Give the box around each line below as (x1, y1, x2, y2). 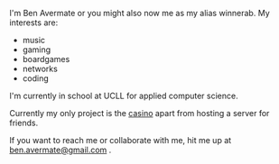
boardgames (22, 54, 70, 64)
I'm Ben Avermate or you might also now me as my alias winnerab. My (9, 8, 270, 18)
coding (22, 73, 50, 84)
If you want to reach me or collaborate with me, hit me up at (9, 135, 232, 145)
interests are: (9, 17, 59, 28)
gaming (22, 44, 51, 55)
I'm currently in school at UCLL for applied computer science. (9, 90, 238, 101)
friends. (9, 117, 39, 128)
